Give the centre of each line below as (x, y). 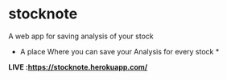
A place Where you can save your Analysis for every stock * (120, 51)
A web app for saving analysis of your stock (81, 36)
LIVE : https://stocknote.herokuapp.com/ (78, 67)
